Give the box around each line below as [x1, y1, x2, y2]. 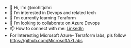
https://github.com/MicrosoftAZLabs [9, 38, 83, 43]
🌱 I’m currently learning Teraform [9, 15, 76, 20]
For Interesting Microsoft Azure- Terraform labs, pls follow [9, 32, 126, 38]
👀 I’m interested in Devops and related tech [9, 10, 96, 16]
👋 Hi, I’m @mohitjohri [9, 5, 52, 10]
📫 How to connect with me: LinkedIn [9, 26, 84, 31]
